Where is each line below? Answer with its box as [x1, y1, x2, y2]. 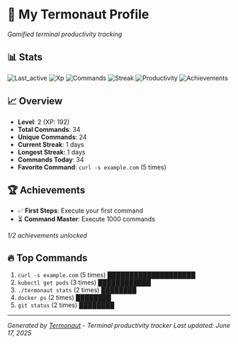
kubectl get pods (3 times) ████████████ [17, 278, 151, 287]
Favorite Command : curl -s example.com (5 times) [17, 162, 166, 171]
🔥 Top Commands [7, 252, 88, 264]
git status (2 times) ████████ [17, 301, 115, 309]
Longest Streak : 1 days [17, 148, 86, 156]
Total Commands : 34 [17, 125, 81, 133]
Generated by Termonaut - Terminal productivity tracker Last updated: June [7, 321, 231, 330]
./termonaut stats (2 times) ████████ [17, 286, 137, 294]
